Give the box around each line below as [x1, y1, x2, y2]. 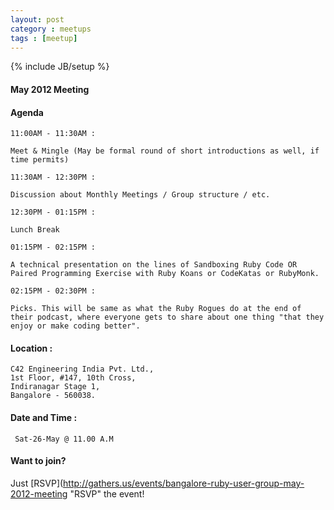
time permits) [10, 155, 70, 165]
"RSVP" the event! [69, 487, 145, 500]
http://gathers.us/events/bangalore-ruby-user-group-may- [63, 477, 305, 489]
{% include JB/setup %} [10, 61, 110, 73]
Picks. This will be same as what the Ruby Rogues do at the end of [10, 304, 302, 314]
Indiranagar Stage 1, [10, 382, 101, 392]
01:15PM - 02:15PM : [10, 242, 97, 253]
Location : [10, 342, 53, 354]
